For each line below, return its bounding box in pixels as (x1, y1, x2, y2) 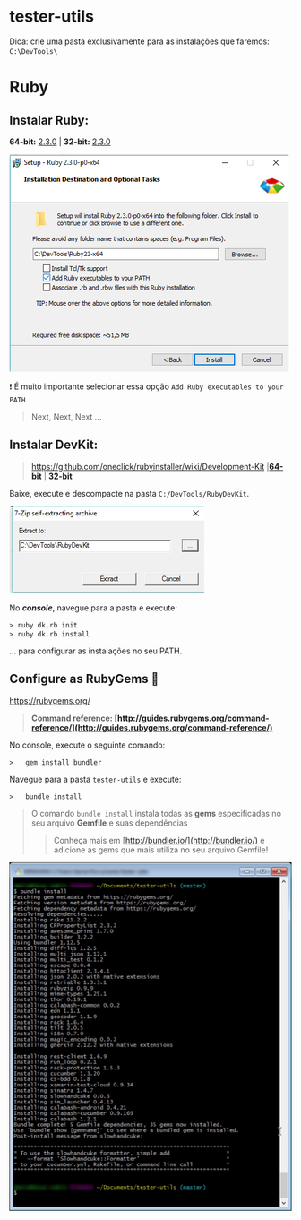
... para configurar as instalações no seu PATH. (9, 645, 183, 656)
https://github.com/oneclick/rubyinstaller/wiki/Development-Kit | (30, 461, 270, 472)
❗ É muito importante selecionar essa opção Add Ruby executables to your (9, 381, 284, 392)
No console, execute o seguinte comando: (9, 740, 166, 750)
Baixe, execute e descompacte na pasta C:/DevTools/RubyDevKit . (9, 488, 250, 498)
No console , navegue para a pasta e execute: (9, 602, 177, 613)
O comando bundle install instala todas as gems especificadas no (30, 808, 282, 818)
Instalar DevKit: (9, 437, 99, 453)
